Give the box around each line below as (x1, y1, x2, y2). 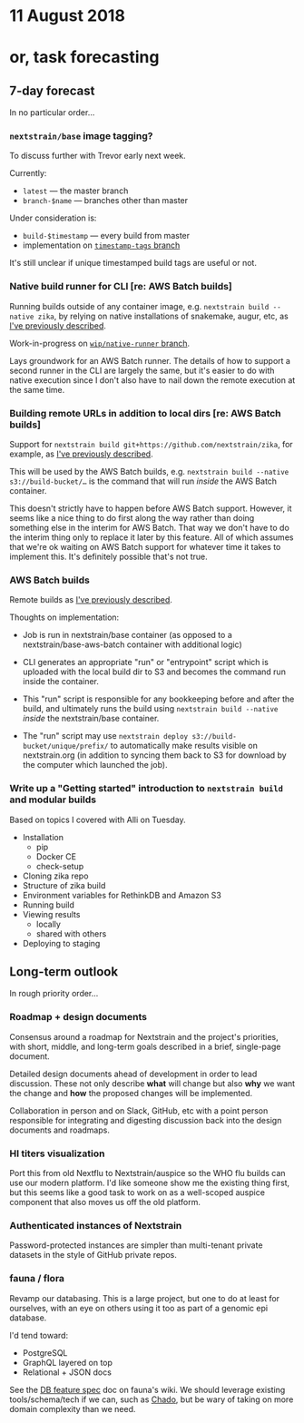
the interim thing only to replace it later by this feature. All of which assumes (9, 532, 294, 543)
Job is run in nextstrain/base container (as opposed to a (22, 630, 233, 641)
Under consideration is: (9, 212, 97, 223)
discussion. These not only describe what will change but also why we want (9, 1077, 296, 1089)
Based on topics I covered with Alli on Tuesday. (9, 814, 186, 825)
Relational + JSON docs (22, 1367, 112, 1378)
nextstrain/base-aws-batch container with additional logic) (22, 639, 242, 650)
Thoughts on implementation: (9, 612, 120, 623)
